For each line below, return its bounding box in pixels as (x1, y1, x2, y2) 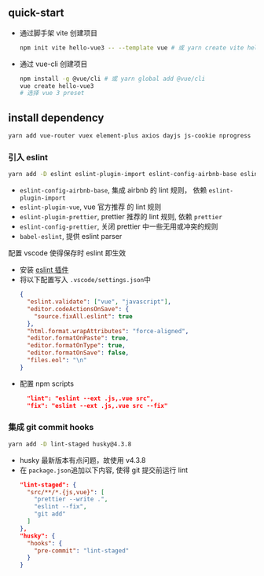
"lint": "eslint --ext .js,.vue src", (27, 394, 154, 402)
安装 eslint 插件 (19, 265, 69, 274)
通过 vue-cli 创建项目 (19, 59, 88, 68)
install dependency (8, 111, 104, 124)
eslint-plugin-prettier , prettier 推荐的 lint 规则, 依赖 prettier (19, 212, 222, 222)
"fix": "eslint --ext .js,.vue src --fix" (27, 402, 168, 409)
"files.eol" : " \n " (27, 357, 87, 365)
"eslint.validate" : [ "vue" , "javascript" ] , (27, 298, 171, 306)
